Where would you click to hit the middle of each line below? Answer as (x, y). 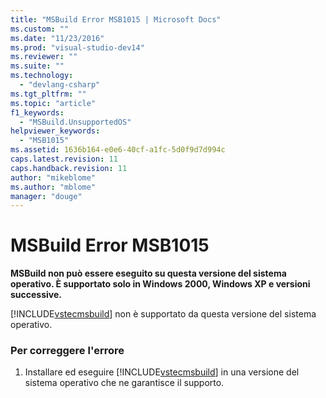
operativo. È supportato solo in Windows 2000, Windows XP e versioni (160, 284)
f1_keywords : (37, 112)
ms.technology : (42, 76)
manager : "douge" (46, 196)
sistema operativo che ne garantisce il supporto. (124, 383)
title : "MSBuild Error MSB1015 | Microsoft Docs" (116, 19)
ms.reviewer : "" (44, 57)
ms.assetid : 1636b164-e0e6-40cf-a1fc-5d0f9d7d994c (118, 150)
